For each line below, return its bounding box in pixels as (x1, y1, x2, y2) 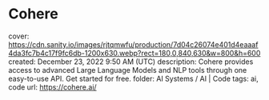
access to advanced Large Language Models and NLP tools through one (8, 65, 247, 74)
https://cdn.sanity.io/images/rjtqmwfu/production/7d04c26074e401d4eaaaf (8, 39, 259, 49)
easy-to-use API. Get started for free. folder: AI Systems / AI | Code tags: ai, (8, 74, 259, 83)
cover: (8, 31, 30, 41)
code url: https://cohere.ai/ (8, 82, 98, 92)
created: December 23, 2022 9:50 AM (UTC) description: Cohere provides (8, 57, 254, 66)
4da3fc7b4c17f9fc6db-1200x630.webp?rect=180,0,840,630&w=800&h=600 (8, 48, 261, 58)
